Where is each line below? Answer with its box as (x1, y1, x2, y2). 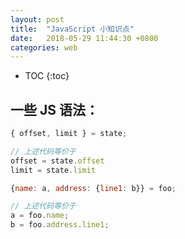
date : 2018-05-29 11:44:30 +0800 (10, 33, 159, 43)
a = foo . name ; (10, 211, 70, 221)
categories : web (10, 42, 78, 53)
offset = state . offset (10, 156, 105, 166)
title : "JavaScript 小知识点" (10, 24, 135, 34)
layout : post (10, 14, 65, 25)
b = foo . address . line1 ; (10, 220, 110, 230)
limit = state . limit (10, 165, 97, 175)
